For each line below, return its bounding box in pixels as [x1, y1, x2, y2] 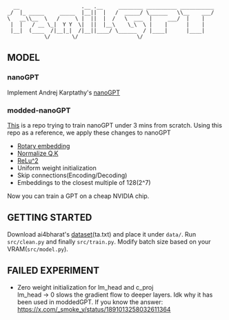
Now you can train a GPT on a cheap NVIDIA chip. [7, 192, 150, 200]
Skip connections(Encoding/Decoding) [17, 171, 128, 179]
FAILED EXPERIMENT [7, 265, 100, 277]
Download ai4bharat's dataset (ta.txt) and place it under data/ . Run [7, 230, 197, 238]
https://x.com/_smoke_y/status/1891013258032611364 [17, 305, 171, 313]
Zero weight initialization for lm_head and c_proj [17, 283, 154, 291]
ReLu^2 [17, 156, 39, 165]
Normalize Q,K [17, 149, 59, 157]
